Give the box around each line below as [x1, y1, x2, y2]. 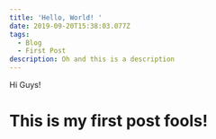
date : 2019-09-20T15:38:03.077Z [9, 22, 130, 30]
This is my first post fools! [9, 111, 209, 131]
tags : [9, 30, 30, 39]
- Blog [17, 38, 42, 48]
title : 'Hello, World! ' [9, 13, 103, 22]
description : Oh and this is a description [9, 55, 175, 64]
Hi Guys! [9, 80, 41, 90]
